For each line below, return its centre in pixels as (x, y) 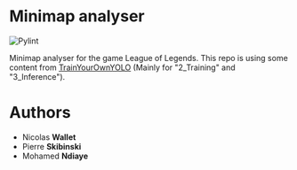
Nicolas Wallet (49, 137)
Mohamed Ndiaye (55, 156)
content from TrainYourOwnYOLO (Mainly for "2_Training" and (122, 67)
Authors (40, 113)
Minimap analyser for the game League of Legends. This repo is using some (149, 58)
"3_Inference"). (37, 76)
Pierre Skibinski (52, 146)
